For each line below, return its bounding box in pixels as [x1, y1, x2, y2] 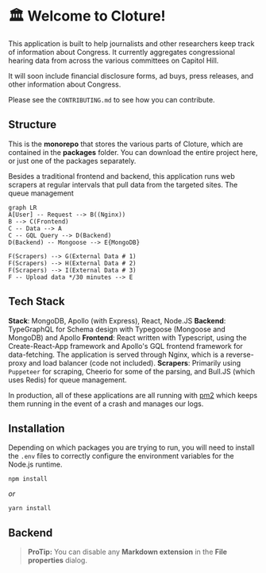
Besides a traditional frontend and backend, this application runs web [8, 171, 236, 180]
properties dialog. [27, 556, 87, 565]
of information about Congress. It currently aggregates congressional [8, 47, 236, 56]
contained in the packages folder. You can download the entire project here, [8, 147, 258, 157]
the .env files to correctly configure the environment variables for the [8, 451, 234, 461]
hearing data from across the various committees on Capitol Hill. [8, 56, 219, 65]
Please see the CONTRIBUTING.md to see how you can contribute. [8, 95, 216, 104]
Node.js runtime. [8, 459, 63, 470]
